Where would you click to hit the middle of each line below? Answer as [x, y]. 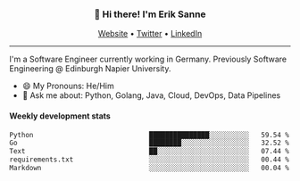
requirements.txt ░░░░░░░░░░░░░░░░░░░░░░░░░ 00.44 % [150, 160]
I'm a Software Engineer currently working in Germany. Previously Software [148, 59]
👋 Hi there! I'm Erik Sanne [150, 14]
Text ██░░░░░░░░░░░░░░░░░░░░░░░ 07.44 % [150, 152]
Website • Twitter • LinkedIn [150, 34]
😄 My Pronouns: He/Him [68, 86]
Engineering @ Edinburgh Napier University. [90, 69]
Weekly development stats [60, 116]
